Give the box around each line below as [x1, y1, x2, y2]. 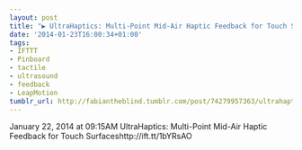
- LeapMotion [9, 88, 58, 97]
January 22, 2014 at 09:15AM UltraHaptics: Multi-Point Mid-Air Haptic [9, 121, 268, 132]
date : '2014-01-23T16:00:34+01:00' [9, 30, 143, 39]
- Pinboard [9, 55, 50, 64]
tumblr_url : [9, 96, 54, 106]
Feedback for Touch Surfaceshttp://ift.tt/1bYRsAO [9, 131, 193, 142]
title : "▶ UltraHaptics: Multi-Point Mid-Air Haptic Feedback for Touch [9, 22, 288, 31]
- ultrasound [9, 72, 58, 81]
